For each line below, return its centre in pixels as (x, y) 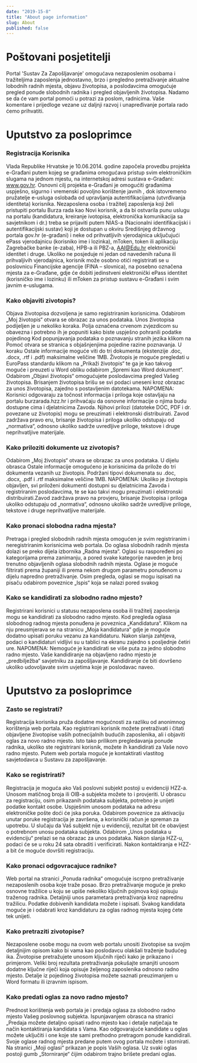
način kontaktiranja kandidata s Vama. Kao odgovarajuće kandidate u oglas (97, 1029)
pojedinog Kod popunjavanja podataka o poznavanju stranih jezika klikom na (98, 338)
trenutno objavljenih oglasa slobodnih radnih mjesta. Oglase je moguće (92, 564)
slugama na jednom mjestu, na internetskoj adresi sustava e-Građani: (90, 179)
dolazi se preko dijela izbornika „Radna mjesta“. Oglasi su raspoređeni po (94, 551)
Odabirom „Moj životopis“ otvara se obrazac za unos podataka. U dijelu (93, 460)
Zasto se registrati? (34, 709)
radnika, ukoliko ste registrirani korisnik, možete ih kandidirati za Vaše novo (97, 747)
